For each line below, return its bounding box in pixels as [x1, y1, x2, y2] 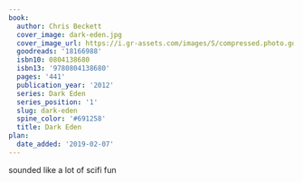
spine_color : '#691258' [16, 114, 106, 123]
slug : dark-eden [16, 106, 78, 115]
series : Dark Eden [16, 89, 87, 98]
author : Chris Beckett [16, 22, 102, 31]
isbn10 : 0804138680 [16, 55, 90, 64]
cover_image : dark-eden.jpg [16, 30, 123, 39]
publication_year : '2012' [16, 81, 115, 90]
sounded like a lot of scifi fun [8, 164, 117, 175]
